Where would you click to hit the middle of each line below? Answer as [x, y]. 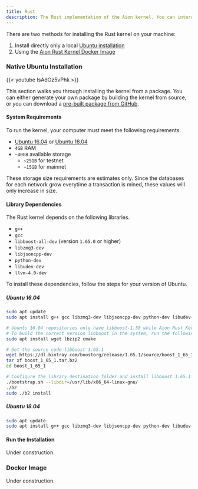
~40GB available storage [43, 154]
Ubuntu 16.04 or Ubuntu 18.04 [51, 142]
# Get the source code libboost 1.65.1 [55, 349]
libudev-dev [29, 267]
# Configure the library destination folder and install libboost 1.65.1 [99, 377]
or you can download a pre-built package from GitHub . [73, 103]
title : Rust [21, 12]
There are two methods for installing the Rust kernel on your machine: [91, 34]
